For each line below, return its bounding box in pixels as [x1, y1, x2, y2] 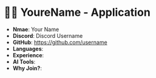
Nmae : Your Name [12, 26, 59, 33]
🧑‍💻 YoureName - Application [4, 5, 151, 19]
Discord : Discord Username [12, 32, 83, 39]
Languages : [12, 45, 44, 52]
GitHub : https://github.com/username [12, 38, 108, 46]
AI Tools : [12, 58, 36, 65]
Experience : [12, 51, 44, 58]
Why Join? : [12, 64, 42, 72]
